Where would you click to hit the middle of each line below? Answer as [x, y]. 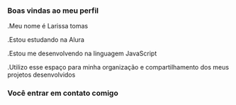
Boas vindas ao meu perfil [53, 11]
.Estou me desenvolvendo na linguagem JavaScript [82, 54]
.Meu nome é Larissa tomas [48, 26]
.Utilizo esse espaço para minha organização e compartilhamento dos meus [118, 67]
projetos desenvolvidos [41, 75]
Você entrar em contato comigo [63, 93]
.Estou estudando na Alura [46, 40]
